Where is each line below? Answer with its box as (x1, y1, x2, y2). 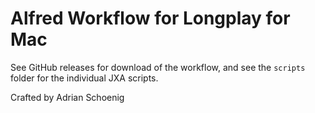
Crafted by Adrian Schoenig (10, 91, 125, 103)
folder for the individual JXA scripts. (10, 72, 159, 84)
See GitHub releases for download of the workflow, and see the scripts (10, 61, 306, 73)
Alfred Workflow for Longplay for (10, 7, 291, 30)
